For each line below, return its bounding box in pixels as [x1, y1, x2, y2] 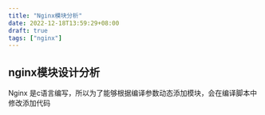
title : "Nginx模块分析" [8, 11, 82, 20]
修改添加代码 [8, 98, 50, 108]
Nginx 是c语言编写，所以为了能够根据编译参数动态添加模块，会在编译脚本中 [8, 89, 258, 98]
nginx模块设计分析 [8, 65, 101, 79]
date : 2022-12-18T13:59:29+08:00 [8, 19, 120, 27]
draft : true [8, 26, 48, 34]
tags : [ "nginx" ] [8, 34, 62, 42]
